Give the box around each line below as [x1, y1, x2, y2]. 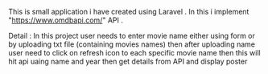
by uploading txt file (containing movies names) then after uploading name [8, 39, 256, 49]
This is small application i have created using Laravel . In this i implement [8, 7, 249, 16]
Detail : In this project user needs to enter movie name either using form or [8, 31, 256, 40]
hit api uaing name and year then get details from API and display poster [8, 56, 248, 66]
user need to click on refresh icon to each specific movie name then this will [8, 48, 261, 57]
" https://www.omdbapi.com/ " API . [8, 15, 123, 25]
